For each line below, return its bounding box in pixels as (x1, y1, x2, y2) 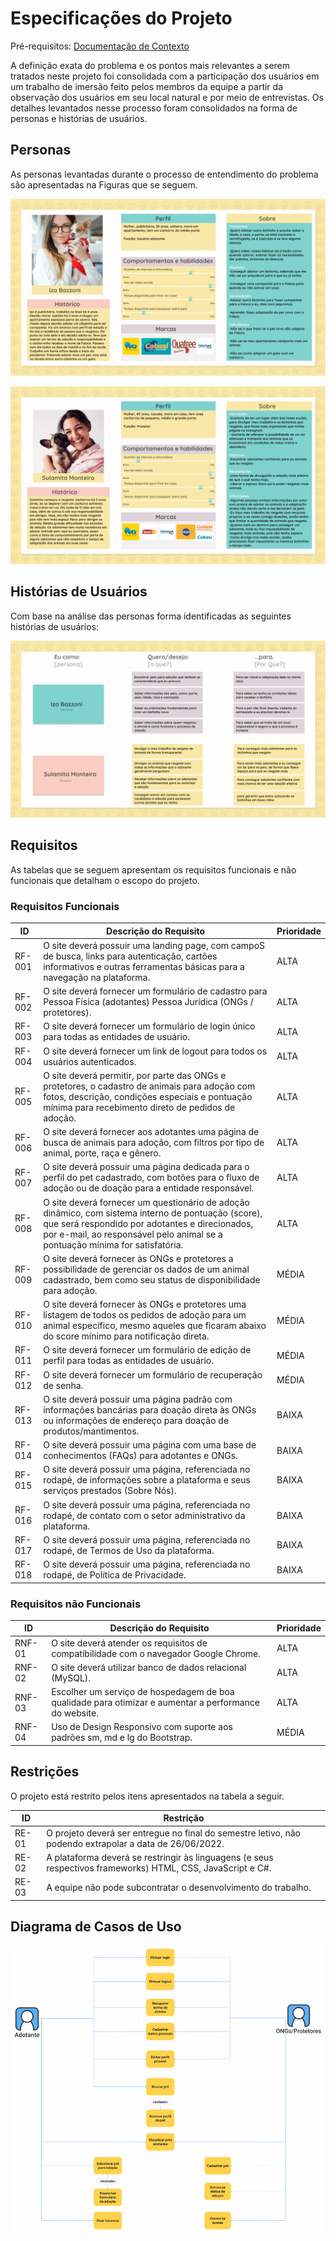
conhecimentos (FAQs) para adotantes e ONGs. (43, 1450, 238, 1462)
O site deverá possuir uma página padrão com (43, 1393, 233, 1405)
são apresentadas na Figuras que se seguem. (10, 178, 198, 191)
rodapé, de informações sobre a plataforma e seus (43, 1474, 251, 1486)
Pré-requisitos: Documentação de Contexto (10, 40, 190, 52)
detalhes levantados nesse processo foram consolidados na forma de (10, 102, 298, 114)
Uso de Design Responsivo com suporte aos (51, 1721, 233, 1733)
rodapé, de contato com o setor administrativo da (43, 1509, 246, 1521)
